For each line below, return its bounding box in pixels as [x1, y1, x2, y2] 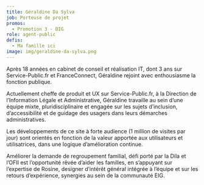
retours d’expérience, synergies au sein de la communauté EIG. [6, 172, 165, 179]
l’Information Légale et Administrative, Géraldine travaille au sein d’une [6, 96, 183, 103]
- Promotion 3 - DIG [12, 26, 64, 32]
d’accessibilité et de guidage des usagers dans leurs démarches [6, 109, 167, 116]
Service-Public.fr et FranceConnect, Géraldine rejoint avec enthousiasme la [6, 71, 196, 79]
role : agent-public [6, 32, 56, 38]
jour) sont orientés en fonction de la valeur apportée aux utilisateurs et [6, 134, 183, 141]
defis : [6, 37, 23, 43]
